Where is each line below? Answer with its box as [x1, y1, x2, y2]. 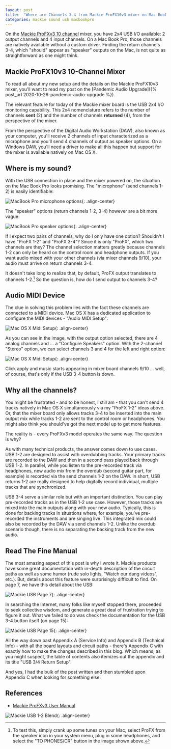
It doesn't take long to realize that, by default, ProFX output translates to [5, 270, 157, 276]
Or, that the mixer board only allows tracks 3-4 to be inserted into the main [5, 410, 162, 417]
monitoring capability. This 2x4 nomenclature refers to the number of [5, 107, 150, 113]
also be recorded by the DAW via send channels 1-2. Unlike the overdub [5, 521, 156, 527]
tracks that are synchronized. [5, 484, 67, 490]
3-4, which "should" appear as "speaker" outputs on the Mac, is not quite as [5, 47, 166, 53]
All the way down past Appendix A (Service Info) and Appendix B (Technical [5, 637, 164, 644]
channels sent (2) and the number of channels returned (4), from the [5, 113, 151, 119]
